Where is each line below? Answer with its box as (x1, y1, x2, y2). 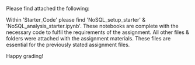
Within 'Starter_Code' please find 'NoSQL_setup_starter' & (6, 16, 146, 23)
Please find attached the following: (6, 5, 90, 12)
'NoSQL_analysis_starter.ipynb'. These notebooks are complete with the (6, 23, 179, 29)
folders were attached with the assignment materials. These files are (6, 35, 171, 42)
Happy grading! (6, 53, 44, 59)
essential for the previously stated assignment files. (6, 41, 130, 48)
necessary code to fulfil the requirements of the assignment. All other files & (6, 29, 190, 36)
